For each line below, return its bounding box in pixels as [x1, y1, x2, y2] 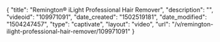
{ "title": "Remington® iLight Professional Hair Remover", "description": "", [6, 6, 213, 14]
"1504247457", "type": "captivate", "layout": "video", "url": [6, 20, 171, 28]
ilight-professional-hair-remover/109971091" [6, 27, 131, 35]
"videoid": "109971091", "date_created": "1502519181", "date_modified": [6, 13, 207, 21]
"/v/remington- [171, 20, 214, 28]
